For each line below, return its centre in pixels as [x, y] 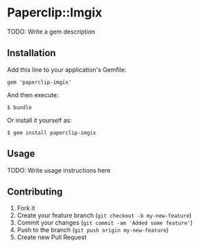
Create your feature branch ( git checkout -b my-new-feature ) [104, 215]
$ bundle [19, 108]
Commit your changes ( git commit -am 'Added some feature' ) [105, 223]
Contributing [35, 191]
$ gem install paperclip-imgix [52, 133]
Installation [31, 53]
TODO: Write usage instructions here [59, 170]
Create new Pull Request [52, 237]
